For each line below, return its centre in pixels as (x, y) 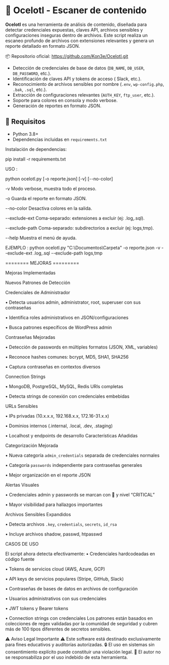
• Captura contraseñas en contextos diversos (53, 367)
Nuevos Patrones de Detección (38, 282)
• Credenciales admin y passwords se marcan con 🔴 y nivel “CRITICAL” (80, 494)
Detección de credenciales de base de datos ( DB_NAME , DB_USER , (79, 68)
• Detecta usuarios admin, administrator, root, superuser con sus (73, 302)
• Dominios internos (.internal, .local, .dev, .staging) (59, 426)
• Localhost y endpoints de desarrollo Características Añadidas (72, 435)
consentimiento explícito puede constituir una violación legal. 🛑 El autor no (83, 652)
